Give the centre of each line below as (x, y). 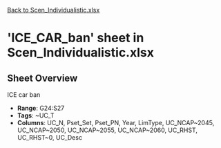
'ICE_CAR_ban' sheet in (76, 38)
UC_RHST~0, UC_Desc (50, 137)
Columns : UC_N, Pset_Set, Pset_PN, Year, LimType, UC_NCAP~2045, (116, 123)
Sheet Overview (42, 78)
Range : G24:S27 (41, 108)
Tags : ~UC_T (36, 115)
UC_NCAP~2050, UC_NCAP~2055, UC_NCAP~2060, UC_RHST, (107, 130)
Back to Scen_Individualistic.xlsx (54, 10)
